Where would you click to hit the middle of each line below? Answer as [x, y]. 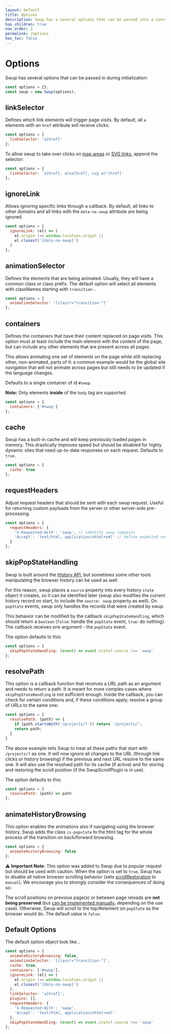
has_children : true [26, 24]
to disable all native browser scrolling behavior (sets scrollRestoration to [81, 877]
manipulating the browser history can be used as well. [62, 580]
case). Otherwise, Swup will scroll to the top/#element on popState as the [82, 908]
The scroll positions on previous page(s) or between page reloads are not [83, 897]
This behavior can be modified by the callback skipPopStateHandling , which [85, 616]
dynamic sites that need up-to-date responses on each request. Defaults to [84, 450]
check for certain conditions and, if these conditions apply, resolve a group [84, 700]
